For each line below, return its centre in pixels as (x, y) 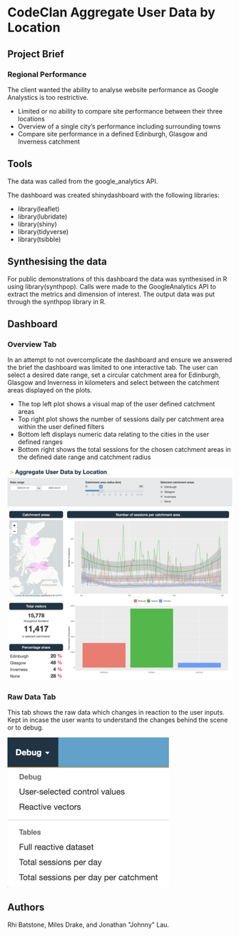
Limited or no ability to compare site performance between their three (120, 111)
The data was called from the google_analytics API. (83, 181)
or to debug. (26, 727)
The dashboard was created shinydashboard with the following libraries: (113, 195)
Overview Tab (32, 344)
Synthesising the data (57, 262)
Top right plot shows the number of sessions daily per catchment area (121, 419)
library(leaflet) (39, 208)
